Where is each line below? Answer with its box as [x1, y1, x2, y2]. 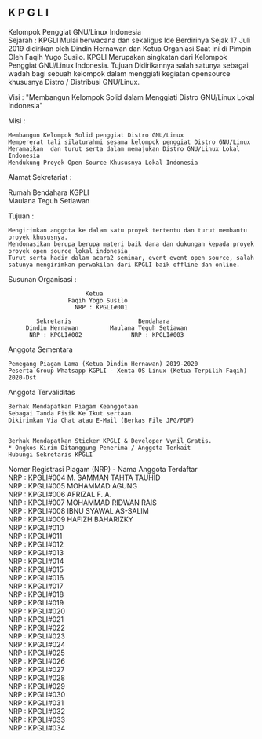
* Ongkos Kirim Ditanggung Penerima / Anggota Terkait [8, 444, 191, 452]
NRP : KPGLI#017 [8, 581, 64, 591]
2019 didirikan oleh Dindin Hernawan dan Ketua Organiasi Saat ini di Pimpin [8, 43, 252, 53]
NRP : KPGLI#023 [8, 631, 65, 641]
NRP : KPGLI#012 [8, 540, 64, 549]
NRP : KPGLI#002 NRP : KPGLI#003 [28, 331, 184, 338]
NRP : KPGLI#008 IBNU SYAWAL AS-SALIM [8, 506, 149, 515]
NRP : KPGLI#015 [8, 565, 64, 574]
